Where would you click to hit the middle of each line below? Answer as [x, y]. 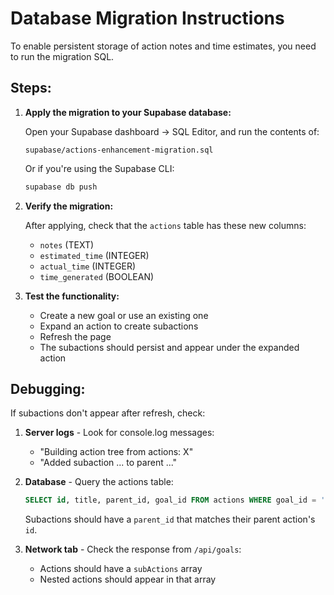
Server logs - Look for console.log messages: [119, 433]
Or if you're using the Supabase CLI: [99, 168]
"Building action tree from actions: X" [116, 452]
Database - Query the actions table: [99, 482]
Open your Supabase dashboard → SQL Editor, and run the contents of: [172, 131]
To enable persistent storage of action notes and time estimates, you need [163, 46]
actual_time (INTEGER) [88, 266]
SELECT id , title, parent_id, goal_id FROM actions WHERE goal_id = [170, 500]
